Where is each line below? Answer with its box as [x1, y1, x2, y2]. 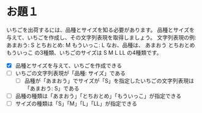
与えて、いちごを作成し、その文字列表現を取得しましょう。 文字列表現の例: [6, 33, 196, 41]
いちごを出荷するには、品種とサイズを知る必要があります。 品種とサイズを [6, 26, 195, 33]
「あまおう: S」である [24, 85, 80, 92]
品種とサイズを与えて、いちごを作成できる [15, 61, 122, 69]
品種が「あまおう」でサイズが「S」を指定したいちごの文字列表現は [24, 77, 195, 84]
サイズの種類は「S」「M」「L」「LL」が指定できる [15, 100, 138, 108]
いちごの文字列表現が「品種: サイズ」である [15, 70, 126, 77]
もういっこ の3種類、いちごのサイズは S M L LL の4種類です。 [6, 49, 162, 56]
